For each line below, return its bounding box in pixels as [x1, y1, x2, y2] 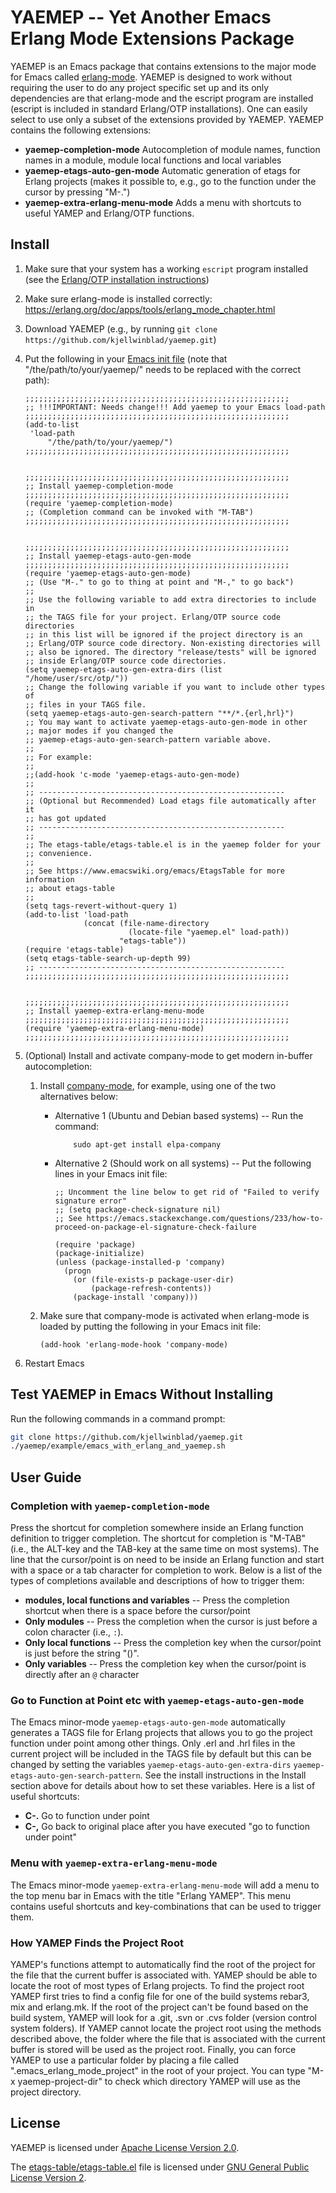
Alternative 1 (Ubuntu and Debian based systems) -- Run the [54, 1109, 304, 1121]
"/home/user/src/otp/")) [24, 673, 129, 683]
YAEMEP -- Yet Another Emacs [10, 6, 272, 29]
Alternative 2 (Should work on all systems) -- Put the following [54, 1157, 312, 1169]
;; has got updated [24, 813, 107, 823]
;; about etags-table [24, 883, 115, 893]
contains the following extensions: [10, 124, 152, 136]
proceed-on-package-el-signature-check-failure [54, 1222, 257, 1232]
